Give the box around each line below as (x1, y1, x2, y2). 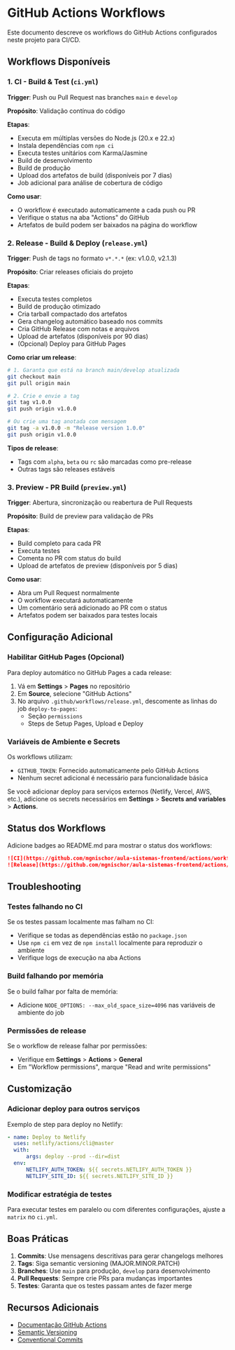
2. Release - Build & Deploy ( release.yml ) (7, 238, 148, 248)
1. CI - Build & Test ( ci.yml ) (7, 77, 99, 87)
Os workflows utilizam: (7, 753, 73, 761)
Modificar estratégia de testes (7, 1189, 112, 1199)
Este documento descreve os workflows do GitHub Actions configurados (7, 28, 218, 36)
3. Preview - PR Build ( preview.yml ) (7, 482, 127, 492)
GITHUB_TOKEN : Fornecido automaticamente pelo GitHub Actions (17, 766, 199, 775)
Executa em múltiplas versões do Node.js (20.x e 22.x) (17, 133, 176, 142)
